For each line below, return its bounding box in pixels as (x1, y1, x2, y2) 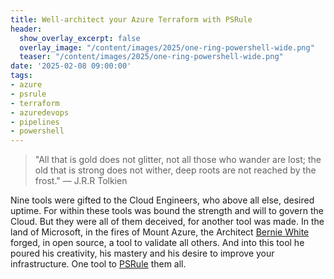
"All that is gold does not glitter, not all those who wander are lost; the (34, 154, 322, 166)
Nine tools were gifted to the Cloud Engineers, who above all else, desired (10, 194, 315, 206)
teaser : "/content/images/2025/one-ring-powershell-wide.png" (19, 52, 284, 62)
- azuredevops (10, 107, 70, 118)
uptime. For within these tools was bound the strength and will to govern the (10, 205, 324, 217)
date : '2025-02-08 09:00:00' (10, 61, 132, 71)
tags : (10, 71, 33, 81)
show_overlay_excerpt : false (19, 33, 141, 43)
